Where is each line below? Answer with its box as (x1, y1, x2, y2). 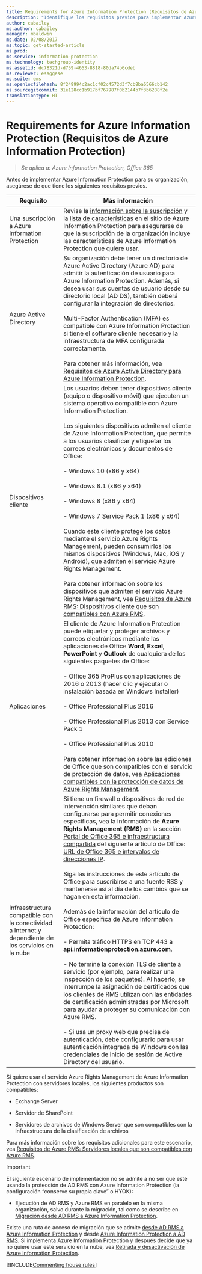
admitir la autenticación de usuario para (63, 269, 176, 277)
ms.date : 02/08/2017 (6, 37, 58, 43)
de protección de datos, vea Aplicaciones (63, 769, 180, 778)
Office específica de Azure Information (63, 915, 173, 923)
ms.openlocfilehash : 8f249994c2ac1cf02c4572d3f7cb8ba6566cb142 (6, 82, 168, 88)
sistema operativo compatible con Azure (63, 399, 177, 407)
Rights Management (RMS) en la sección (63, 825, 182, 833)
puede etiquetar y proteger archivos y (63, 627, 170, 635)
